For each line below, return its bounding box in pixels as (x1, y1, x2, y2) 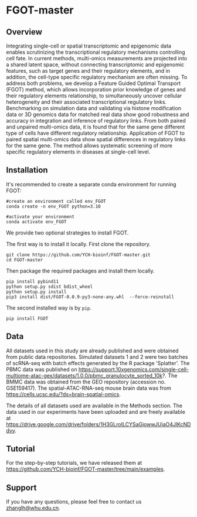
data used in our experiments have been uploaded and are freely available (6, 408, 186, 415)
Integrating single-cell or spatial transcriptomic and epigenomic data (6, 42, 172, 49)
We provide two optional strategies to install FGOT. (6, 229, 129, 236)
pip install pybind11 (6, 278, 59, 284)
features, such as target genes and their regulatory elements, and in (6, 67, 170, 74)
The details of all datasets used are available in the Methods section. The (6, 402, 183, 409)
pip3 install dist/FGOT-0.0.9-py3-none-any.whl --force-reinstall (6, 294, 175, 300)
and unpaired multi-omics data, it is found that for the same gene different (6, 124, 185, 130)
